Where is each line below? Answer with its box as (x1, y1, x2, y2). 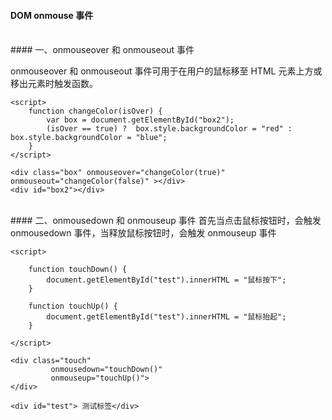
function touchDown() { (28, 265, 128, 275)
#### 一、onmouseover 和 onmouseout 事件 (10, 44, 195, 56)
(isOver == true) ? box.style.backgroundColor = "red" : (46, 124, 293, 134)
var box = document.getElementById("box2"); (46, 115, 235, 125)
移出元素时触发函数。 (10, 78, 98, 90)
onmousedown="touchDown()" (50, 365, 163, 375)
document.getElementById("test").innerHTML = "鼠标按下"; (46, 275, 287, 285)
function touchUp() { (28, 301, 118, 312)
